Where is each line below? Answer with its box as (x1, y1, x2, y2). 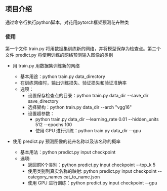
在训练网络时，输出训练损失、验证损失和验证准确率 (20, 80, 127, 86)
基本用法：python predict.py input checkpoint (20, 149, 116, 156)
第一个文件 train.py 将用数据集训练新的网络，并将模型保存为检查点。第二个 (5, 46, 161, 52)
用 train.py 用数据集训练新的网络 (12, 63, 80, 69)
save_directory (27, 98, 59, 104)
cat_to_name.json (63, 174, 100, 180)
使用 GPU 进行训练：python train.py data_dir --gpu (35, 128, 142, 134)
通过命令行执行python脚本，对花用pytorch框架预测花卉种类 (5, 19, 129, 25)
